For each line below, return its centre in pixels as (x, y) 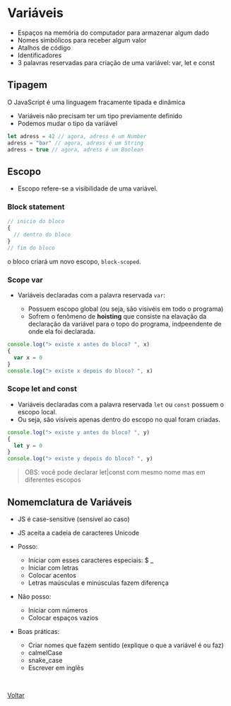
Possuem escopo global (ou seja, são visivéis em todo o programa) (126, 309)
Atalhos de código (44, 47)
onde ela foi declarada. (61, 331)
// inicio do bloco (36, 222)
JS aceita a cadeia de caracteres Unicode (78, 533)
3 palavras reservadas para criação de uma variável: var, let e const (116, 62)
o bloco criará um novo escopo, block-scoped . (74, 261)
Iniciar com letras (53, 568)
